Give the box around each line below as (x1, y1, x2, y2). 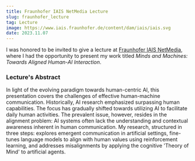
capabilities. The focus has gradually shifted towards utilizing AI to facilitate (6, 105, 188, 112)
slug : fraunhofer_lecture (6, 14, 69, 20)
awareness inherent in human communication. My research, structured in (6, 124, 182, 131)
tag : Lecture (6, 19, 38, 25)
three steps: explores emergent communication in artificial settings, (6, 129, 168, 137)
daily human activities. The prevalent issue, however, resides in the (6, 111, 168, 118)
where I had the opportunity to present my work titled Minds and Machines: (6, 52, 188, 60)
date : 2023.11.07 (6, 30, 48, 36)
